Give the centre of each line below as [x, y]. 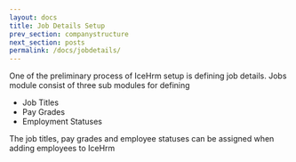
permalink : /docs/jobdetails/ [65, 51]
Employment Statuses [62, 122]
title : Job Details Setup [57, 26]
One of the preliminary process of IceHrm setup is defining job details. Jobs [148, 76]
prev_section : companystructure [69, 34]
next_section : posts [48, 42]
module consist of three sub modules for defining [100, 85]
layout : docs [33, 17]
